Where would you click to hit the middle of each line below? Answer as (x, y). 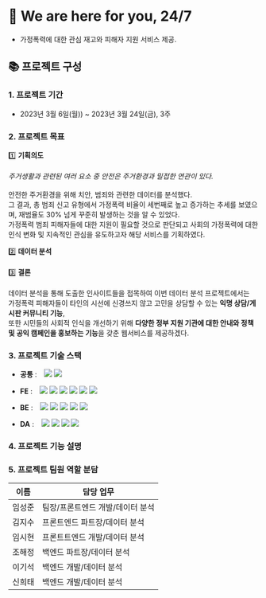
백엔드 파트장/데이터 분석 (86, 553)
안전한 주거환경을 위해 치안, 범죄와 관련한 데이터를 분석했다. (100, 194)
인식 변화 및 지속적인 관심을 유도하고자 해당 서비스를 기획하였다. (107, 234)
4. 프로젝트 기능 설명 (45, 447)
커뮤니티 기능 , (44, 313)
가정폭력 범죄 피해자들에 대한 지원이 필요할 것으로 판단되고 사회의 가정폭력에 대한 (133, 224)
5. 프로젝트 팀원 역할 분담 (53, 470)
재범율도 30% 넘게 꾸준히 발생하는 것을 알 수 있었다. (99, 214)
